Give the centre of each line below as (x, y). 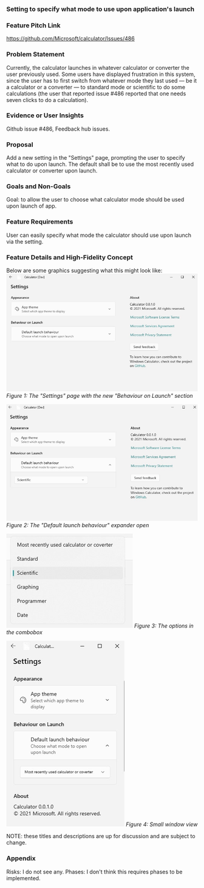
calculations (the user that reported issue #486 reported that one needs (96, 94)
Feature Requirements (40, 222)
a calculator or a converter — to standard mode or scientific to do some (96, 87)
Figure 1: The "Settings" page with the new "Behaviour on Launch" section (100, 396)
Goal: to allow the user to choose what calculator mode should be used (95, 200)
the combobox (24, 632)
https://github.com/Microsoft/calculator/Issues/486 (70, 39)
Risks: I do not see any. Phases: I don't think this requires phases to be (94, 872)
